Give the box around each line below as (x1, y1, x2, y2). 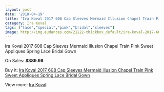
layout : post (5, 7, 32, 12)
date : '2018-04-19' (5, 12, 45, 17)
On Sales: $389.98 (5, 58, 44, 63)
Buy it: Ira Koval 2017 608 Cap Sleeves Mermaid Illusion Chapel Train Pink (5, 67, 154, 73)
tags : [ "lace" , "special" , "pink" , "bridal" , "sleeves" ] (5, 25, 115, 30)
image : (5, 30, 19, 35)
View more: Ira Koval (5, 82, 47, 88)
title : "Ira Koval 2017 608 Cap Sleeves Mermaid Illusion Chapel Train (5, 16, 154, 21)
